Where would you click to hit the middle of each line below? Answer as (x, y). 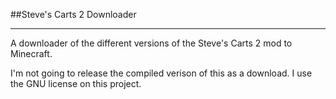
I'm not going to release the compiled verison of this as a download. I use (161, 73)
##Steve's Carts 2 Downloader (73, 14)
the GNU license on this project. (76, 83)
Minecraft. (31, 53)
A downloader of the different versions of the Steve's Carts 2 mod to (151, 43)
